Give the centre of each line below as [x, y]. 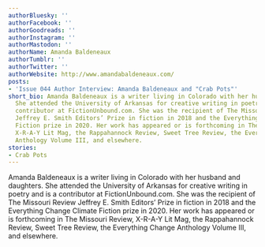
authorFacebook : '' [40, 23]
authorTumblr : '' [37, 60]
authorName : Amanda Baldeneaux [60, 52]
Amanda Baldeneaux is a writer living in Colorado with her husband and [124, 178]
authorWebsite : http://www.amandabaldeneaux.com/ [91, 74]
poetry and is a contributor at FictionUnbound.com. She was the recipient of [132, 194]
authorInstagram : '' [42, 37]
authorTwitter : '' [38, 67]
